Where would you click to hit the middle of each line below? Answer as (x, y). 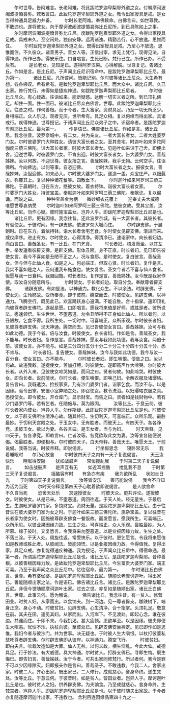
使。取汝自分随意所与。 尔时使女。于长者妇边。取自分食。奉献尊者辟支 (84, 282)
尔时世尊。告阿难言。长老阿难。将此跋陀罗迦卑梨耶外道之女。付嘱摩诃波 (90, 7)
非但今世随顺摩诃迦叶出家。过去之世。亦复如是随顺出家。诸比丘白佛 (90, 589)
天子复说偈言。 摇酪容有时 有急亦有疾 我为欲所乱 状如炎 (84, 474)
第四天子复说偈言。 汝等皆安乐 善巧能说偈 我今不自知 (97, 480)
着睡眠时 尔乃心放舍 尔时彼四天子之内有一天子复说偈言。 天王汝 (84, 454)
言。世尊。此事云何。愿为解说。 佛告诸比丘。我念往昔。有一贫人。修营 (84, 595)
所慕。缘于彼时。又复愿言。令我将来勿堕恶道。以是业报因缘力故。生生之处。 (85, 531)
